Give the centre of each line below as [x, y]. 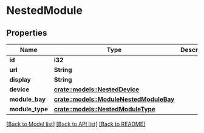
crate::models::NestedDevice [97, 89]
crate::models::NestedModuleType [105, 109]
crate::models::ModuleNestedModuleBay [114, 99]
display [20, 79]
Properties [27, 33]
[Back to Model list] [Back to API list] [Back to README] [76, 124]
